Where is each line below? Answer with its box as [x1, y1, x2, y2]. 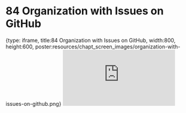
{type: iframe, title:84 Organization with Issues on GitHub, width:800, [5, 36, 176, 44]
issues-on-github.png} [5, 100, 62, 107]
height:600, [5, 43, 34, 50]
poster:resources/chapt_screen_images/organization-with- [35, 43, 181, 50]
